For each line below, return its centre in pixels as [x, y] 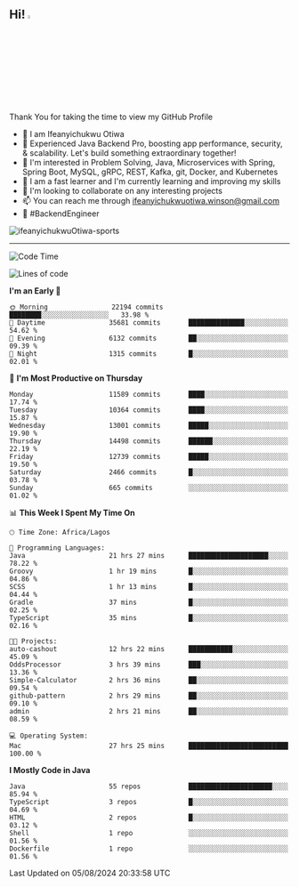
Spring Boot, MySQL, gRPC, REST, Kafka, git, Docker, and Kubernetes [150, 172]
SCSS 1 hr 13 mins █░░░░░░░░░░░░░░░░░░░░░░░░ [149, 586]
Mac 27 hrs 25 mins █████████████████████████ [149, 746]
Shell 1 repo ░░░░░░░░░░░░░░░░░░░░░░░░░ [149, 833]
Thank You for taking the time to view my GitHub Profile [111, 117]
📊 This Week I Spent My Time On [72, 512]
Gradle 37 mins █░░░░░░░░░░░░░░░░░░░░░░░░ [149, 602]
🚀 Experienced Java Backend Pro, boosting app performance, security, [152, 143]
